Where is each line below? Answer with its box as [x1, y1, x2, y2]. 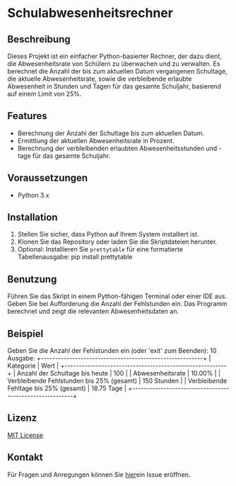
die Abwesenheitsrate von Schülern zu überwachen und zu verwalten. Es [7, 60, 220, 68]
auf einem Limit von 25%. [7, 90, 82, 98]
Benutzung [7, 273, 57, 285]
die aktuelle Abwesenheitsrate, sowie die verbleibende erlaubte [7, 74, 192, 83]
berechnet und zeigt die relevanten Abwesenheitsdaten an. [7, 307, 179, 316]
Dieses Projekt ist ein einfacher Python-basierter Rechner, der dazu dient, [7, 52, 223, 60]
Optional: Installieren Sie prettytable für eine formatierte [17, 245, 184, 254]
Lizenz [7, 412, 37, 424]
